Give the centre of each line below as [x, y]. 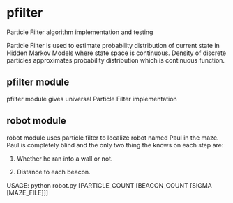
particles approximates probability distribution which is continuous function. [115, 60]
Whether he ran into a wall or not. [65, 159]
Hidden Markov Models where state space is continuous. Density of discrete [116, 53]
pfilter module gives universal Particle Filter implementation [92, 99]
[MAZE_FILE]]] [28, 193]
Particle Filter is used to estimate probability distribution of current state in [113, 45]
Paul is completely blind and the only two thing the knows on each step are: [115, 145]
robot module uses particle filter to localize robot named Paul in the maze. [113, 138]
